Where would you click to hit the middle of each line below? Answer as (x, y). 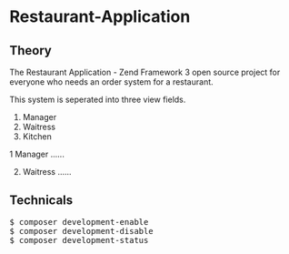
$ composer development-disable (81, 231)
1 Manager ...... (37, 154)
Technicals (41, 201)
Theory (31, 51)
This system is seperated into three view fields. (98, 99)
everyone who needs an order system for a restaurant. (111, 82)
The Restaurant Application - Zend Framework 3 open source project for (145, 72)
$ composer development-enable (79, 222)
